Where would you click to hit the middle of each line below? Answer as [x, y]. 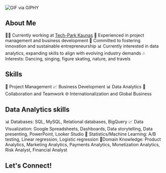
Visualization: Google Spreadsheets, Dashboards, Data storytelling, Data [79, 129]
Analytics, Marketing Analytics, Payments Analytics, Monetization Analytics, [83, 145]
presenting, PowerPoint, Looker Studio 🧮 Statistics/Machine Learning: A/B [81, 134]
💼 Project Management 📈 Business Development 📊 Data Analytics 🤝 [76, 86]
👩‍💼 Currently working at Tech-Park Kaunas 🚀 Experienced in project [75, 35]
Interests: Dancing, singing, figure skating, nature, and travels [68, 58]
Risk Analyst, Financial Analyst [36, 150]
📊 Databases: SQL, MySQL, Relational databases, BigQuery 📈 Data [74, 122]
